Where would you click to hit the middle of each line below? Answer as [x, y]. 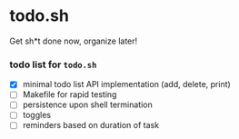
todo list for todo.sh [53, 65]
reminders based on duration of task [91, 125]
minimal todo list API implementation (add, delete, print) [127, 84]
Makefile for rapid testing [70, 94]
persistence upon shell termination [87, 104]
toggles [37, 115]
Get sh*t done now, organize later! [74, 41]
